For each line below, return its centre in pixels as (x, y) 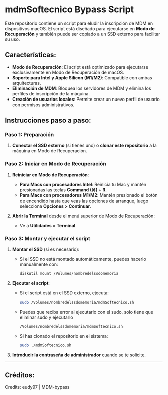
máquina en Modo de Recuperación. (50, 151)
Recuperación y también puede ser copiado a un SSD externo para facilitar (83, 34)
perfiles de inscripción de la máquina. (51, 93)
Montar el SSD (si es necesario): (46, 249)
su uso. (13, 39)
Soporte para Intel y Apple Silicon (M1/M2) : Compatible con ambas (82, 78)
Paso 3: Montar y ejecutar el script (48, 238)
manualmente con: (39, 264)
